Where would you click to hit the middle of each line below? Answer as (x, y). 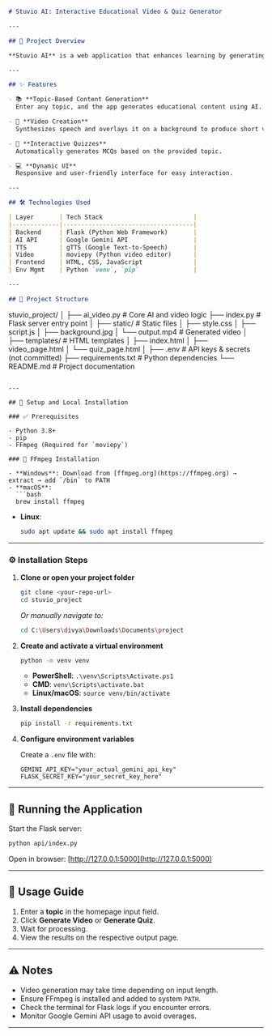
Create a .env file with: (57, 755)
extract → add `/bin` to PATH (59, 480)
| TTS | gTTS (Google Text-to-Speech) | (103, 247)
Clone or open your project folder (77, 577)
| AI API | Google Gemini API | (103, 240)
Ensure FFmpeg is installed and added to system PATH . (110, 998)
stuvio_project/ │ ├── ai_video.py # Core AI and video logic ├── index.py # (135, 314)
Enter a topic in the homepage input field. (89, 911)
